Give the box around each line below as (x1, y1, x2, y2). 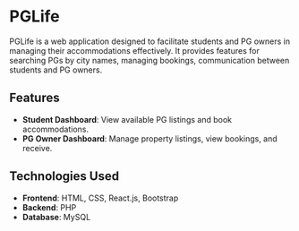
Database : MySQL (21, 211, 91, 222)
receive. (21, 142, 53, 153)
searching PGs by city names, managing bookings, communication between (9, 55, 290, 65)
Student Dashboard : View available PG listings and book (21, 114, 233, 124)
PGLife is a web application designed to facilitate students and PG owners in (9, 36, 291, 47)
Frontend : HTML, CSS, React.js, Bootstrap (21, 192, 179, 203)
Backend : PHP (21, 201, 77, 212)
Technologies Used (9, 168, 119, 184)
